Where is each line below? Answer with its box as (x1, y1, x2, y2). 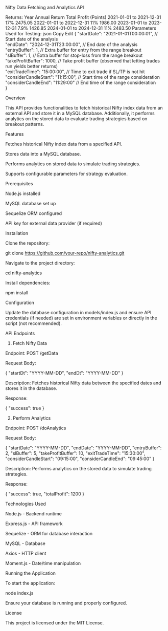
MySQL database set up (5, 201, 56, 206)
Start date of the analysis (5, 36, 58, 42)
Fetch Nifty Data (12, 340, 47, 346)
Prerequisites (5, 181, 33, 186)
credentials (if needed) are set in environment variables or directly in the (5, 315, 157, 321)
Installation (5, 230, 29, 236)
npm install (5, 290, 29, 296)
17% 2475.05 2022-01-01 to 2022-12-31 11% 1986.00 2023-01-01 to (5, 20, 148, 26)
